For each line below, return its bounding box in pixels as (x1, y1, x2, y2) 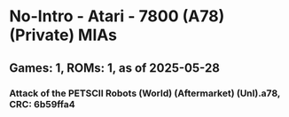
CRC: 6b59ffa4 (9, 97, 75, 110)
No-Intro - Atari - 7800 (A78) (9, 6, 225, 27)
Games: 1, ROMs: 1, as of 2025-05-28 (9, 60, 220, 75)
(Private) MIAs (9, 25, 118, 45)
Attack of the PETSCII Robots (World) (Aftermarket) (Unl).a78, (9, 87, 281, 99)
